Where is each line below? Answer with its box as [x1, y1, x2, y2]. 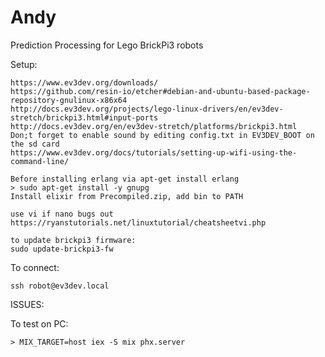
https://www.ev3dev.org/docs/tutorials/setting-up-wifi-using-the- [10, 147, 298, 158]
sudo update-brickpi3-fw [10, 244, 114, 254]
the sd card [10, 139, 60, 149]
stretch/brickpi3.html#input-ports [10, 112, 159, 123]
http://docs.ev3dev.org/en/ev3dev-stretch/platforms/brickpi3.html [10, 121, 298, 131]
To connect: [10, 261, 60, 273]
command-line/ [10, 156, 70, 166]
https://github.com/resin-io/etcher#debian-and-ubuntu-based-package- [10, 86, 311, 96]
